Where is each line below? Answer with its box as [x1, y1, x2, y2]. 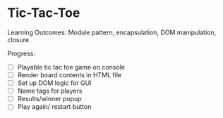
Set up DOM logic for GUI [17, 79, 92, 87]
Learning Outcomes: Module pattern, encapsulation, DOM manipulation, [7, 28, 217, 37]
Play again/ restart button [17, 103, 92, 111]
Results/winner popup [17, 95, 83, 103]
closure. [7, 35, 31, 44]
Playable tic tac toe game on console [17, 63, 126, 71]
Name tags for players [17, 86, 83, 96]
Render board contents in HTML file [17, 71, 122, 79]
